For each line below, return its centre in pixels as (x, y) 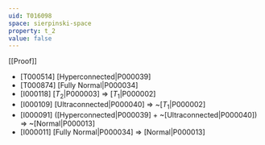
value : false (30, 38)
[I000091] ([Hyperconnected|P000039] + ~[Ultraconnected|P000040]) (139, 114)
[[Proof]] (23, 61)
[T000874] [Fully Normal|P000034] (79, 85)
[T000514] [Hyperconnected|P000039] (85, 77)
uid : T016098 (30, 16)
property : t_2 (32, 31)
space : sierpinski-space (50, 23)
